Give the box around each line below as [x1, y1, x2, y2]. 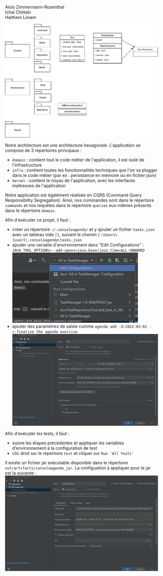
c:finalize [12, 330, 34, 334]
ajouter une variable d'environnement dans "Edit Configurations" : [12, 242, 144, 248]
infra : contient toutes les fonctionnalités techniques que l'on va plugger [12, 167, 158, 173]
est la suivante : [5, 470, 36, 476]
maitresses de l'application [12, 183, 66, 189]
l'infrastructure [12, 162, 42, 168]
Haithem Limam [5, 15, 36, 20]
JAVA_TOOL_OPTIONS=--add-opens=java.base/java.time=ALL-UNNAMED [12, 248, 145, 253]
